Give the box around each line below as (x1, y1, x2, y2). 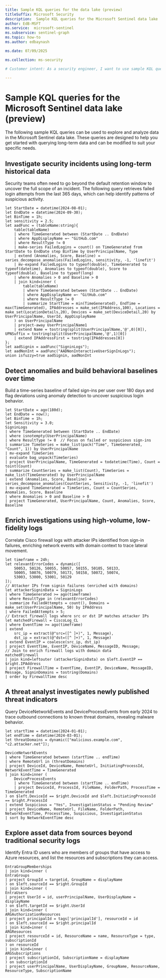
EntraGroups (5, 873, 30, 878)
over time (5, 374, 35, 383)
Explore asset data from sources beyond (5, 828, 132, 837)
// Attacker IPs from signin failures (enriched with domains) (5, 583, 138, 588)
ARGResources (5, 929, 32, 934)
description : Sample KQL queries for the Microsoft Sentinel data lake (5, 16, 158, 21)
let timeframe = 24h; (5, 557, 50, 562)
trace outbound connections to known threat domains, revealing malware (5, 714, 154, 720)
